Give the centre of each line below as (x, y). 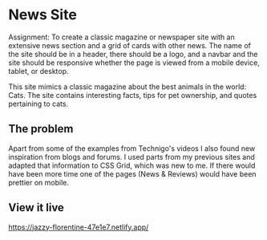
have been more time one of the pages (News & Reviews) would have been (132, 173)
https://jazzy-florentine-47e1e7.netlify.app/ (79, 227)
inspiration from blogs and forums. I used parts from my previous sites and (131, 157)
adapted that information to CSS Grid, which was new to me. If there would (132, 165)
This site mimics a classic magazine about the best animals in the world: (127, 87)
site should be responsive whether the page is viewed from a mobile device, (134, 63)
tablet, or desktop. (39, 71)
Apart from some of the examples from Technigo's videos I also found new (132, 148)
